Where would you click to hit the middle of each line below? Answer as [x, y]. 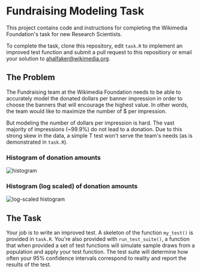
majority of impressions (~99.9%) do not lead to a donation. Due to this [94, 129]
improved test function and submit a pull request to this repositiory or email [99, 52]
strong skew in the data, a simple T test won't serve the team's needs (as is [100, 135]
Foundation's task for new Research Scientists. [64, 34]
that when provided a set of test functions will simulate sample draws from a [100, 245]
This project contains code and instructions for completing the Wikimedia [97, 28]
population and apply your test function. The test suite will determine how [97, 252]
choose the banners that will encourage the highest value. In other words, [97, 105]
